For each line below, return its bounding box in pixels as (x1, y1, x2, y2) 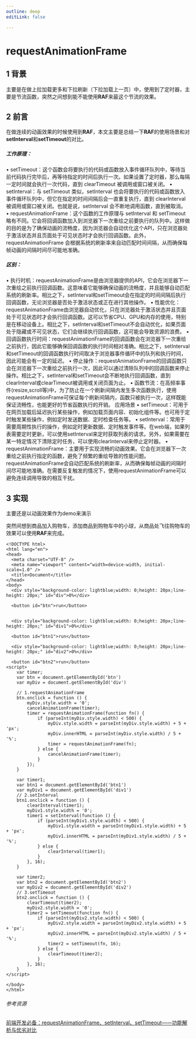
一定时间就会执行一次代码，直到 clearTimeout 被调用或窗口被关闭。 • (6, 181, 173, 188)
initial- (144, 562, 166, 568)
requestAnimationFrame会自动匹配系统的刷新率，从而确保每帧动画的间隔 (6, 460, 181, 467)
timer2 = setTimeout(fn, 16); (47, 941, 121, 947)
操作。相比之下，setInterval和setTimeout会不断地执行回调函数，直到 (6, 372, 171, 379)
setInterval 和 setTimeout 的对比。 (6, 136, 87, 143)
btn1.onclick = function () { (16, 797, 90, 804)
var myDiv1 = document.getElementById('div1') (16, 787, 132, 793)
